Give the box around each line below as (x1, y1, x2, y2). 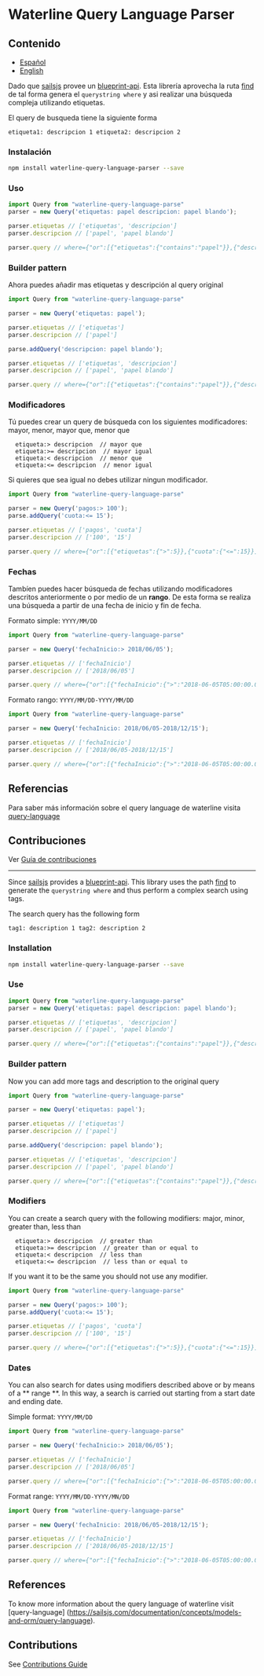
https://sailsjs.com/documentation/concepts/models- (69, 1607, 242, 1616)
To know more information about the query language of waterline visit (8, 1599, 234, 1608)
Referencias (8, 782, 69, 795)
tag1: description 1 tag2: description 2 (8, 925, 146, 933)
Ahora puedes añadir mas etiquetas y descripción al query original (8, 281, 224, 290)
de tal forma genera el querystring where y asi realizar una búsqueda (8, 90, 233, 99)
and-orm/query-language (8, 1615, 91, 1625)
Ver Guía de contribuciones (8, 855, 97, 864)
